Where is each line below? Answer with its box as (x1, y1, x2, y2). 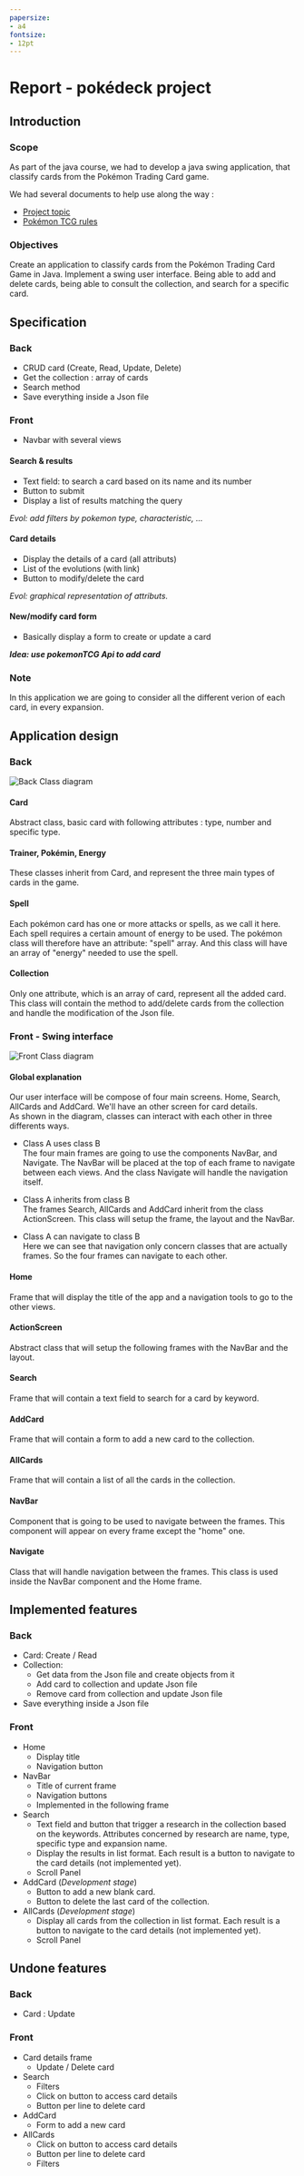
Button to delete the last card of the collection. (35, 1895, 211, 1906)
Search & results (9, 456, 74, 466)
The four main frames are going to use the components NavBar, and (22, 1147, 278, 1158)
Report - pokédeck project (9, 78, 211, 98)
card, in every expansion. (9, 702, 104, 713)
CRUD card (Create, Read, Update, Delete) (22, 362, 182, 373)
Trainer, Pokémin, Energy (9, 847, 107, 858)
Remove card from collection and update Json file (35, 1689, 223, 1699)
